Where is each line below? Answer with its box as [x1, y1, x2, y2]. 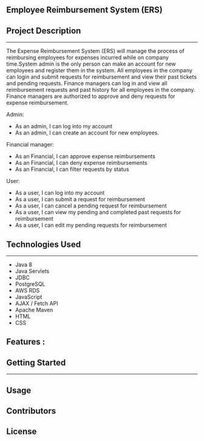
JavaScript [15, 293, 42, 300]
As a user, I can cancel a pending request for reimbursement [15, 202, 167, 209]
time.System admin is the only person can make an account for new [6, 60, 176, 68]
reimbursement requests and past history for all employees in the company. [6, 86, 195, 94]
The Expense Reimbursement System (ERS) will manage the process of [6, 47, 185, 55]
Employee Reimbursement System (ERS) [6, 5, 163, 15]
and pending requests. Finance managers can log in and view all [6, 80, 168, 87]
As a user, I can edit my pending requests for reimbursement [15, 221, 167, 229]
